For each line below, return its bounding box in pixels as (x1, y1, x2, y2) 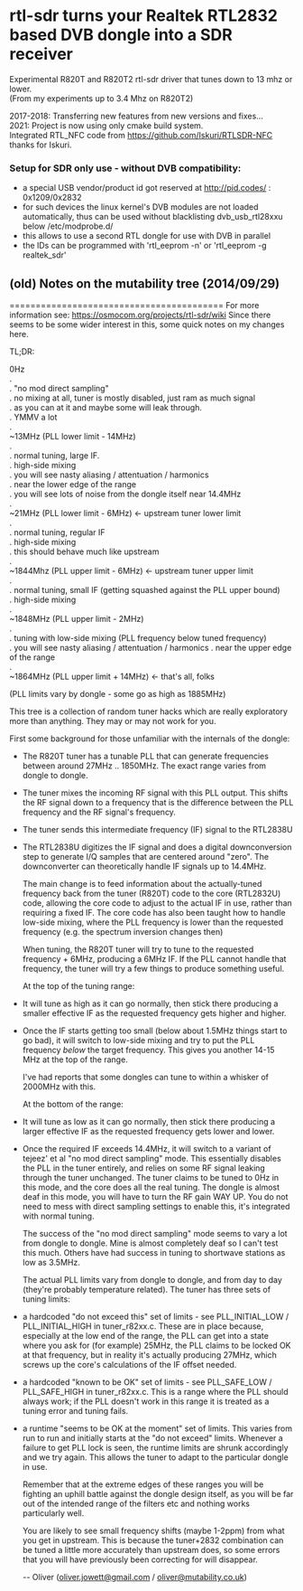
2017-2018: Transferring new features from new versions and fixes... (9, 110, 263, 121)
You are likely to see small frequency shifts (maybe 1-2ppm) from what (22, 1525, 286, 1537)
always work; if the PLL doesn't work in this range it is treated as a (22, 1396, 270, 1407)
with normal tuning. (22, 1210, 95, 1221)
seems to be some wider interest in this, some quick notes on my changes (9, 319, 285, 330)
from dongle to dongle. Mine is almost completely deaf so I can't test (22, 1238, 279, 1248)
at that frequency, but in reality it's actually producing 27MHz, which (22, 1350, 278, 1360)
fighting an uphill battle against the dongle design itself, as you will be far (22, 1489, 294, 1500)
